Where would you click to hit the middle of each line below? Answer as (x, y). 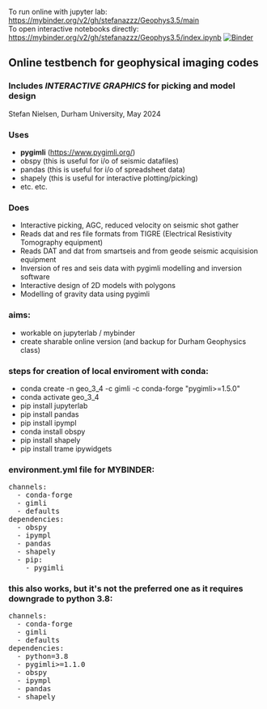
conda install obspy (53, 431)
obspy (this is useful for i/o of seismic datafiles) (100, 160)
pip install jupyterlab (54, 405)
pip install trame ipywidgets (66, 448)
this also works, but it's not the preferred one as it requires (126, 588)
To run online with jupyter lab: (58, 12)
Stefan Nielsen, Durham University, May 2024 (85, 113)
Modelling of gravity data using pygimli (85, 294)
